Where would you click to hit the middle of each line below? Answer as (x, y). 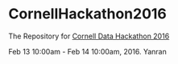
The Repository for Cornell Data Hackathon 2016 (89, 36)
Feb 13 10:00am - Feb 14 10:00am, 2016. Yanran (87, 51)
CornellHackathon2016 (88, 14)
